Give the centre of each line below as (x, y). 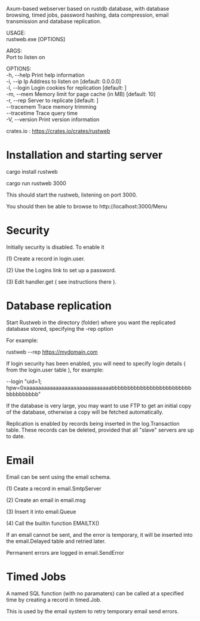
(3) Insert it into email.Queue (41, 511)
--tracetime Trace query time (42, 113)
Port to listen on (26, 57)
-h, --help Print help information (45, 75)
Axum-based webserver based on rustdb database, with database (88, 9)
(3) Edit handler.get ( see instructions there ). (61, 282)
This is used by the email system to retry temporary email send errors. (93, 611)
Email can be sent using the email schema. (59, 476)
